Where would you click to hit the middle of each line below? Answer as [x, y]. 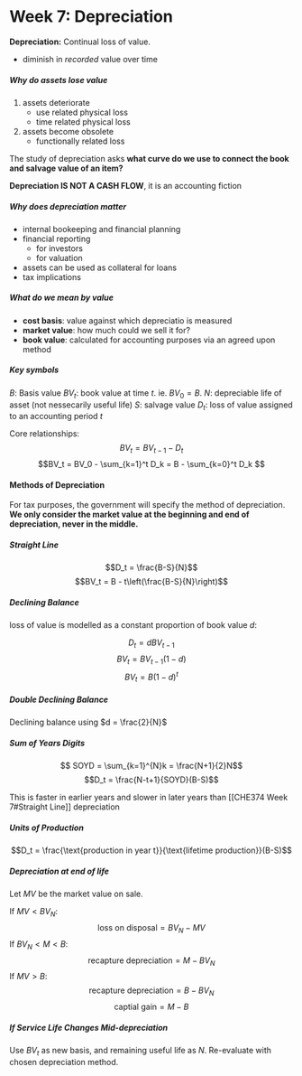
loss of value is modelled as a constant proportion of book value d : [133, 625]
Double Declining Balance [59, 699]
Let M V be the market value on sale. [77, 894]
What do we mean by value [62, 298]
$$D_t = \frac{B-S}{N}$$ [151, 567]
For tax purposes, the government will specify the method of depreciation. [147, 505]
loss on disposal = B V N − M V [151, 929]
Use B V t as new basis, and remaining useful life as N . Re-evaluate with [141, 1052]
